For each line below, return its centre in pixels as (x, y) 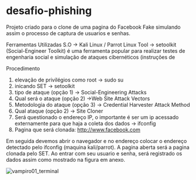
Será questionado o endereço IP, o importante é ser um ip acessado (97, 117)
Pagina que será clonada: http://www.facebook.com (77, 130)
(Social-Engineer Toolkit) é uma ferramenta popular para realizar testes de (96, 50)
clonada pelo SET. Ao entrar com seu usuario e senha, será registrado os (94, 153)
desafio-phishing (49, 11)
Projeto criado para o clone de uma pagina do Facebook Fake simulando (93, 27)
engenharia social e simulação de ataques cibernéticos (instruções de (91, 57)
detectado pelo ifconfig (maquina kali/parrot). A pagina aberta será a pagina (98, 147)
